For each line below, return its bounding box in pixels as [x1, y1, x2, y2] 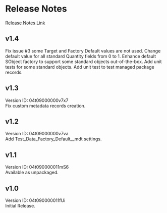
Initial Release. [5, 203, 35, 208]
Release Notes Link [5, 20, 45, 26]
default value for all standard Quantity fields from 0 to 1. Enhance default [5, 53, 156, 59]
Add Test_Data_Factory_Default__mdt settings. [5, 136, 102, 142]
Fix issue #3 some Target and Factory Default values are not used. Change [5, 47, 161, 54]
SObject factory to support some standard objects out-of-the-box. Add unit [5, 59, 162, 65]
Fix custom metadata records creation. [5, 102, 86, 109]
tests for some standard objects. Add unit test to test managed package [5, 64, 155, 70]
